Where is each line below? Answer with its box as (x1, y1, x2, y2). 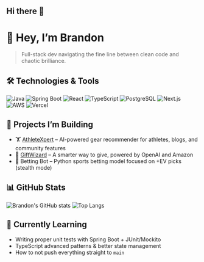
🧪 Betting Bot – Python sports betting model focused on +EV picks (15, 157, 181, 165)
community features (15, 144, 66, 151)
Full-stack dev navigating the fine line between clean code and (21, 51, 180, 58)
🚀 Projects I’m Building (6, 119, 93, 129)
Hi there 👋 (6, 6, 44, 16)
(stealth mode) (15, 164, 52, 171)
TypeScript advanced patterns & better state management (15, 242, 161, 249)
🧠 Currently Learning (6, 219, 87, 230)
